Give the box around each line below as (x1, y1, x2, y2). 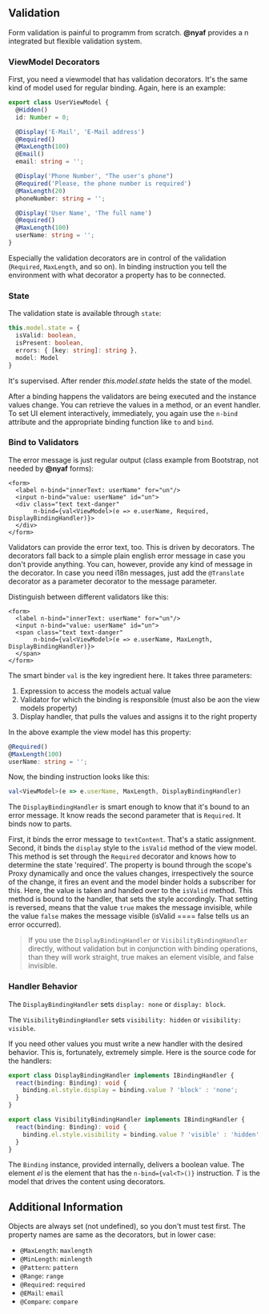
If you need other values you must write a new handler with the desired (8, 1038, 243, 1049)
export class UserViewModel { (8, 99, 110, 107)
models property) (19, 703, 78, 713)
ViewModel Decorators (8, 56, 100, 67)
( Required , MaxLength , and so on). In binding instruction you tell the (8, 261, 227, 271)
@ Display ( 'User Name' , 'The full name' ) (15, 208, 152, 217)
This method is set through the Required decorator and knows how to (8, 851, 237, 861)
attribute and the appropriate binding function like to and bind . (8, 417, 215, 427)
